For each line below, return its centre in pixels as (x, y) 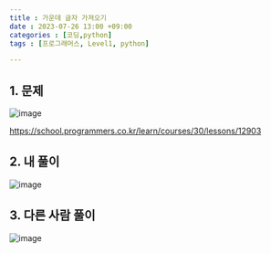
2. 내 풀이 (35, 162)
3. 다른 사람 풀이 (52, 216)
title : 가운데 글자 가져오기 (58, 18)
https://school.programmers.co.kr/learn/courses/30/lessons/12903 (135, 131)
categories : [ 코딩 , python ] (61, 35)
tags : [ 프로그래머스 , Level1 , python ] (79, 43)
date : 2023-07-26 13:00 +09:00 (71, 26)
